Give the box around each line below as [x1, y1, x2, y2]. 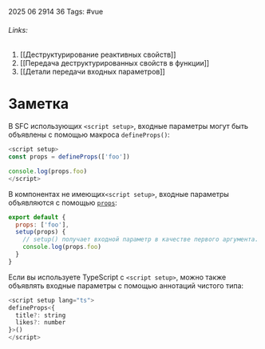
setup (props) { [15, 228, 66, 236]
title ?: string [15, 311, 66, 319]
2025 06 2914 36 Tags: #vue [8, 7, 104, 16]
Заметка [8, 95, 69, 113]
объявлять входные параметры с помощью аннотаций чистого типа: [8, 280, 244, 291]
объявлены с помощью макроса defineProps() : [8, 130, 170, 139]
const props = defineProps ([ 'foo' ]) [8, 153, 130, 161]
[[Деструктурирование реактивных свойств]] [19, 50, 176, 59]
